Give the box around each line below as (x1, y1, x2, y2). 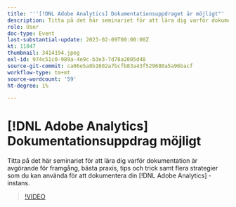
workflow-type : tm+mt (7, 69, 71, 76)
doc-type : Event (7, 29, 55, 37)
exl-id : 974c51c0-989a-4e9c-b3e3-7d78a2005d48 (7, 56, 146, 63)
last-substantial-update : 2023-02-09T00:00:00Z (7, 36, 150, 44)
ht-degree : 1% (7, 82, 49, 89)
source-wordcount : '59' (7, 75, 77, 83)
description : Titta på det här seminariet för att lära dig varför (7, 17, 209, 24)
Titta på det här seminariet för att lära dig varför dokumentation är (7, 156, 198, 165)
